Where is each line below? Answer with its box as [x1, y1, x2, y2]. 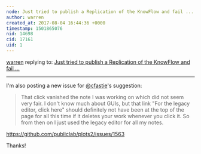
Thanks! [6, 141, 26, 149]
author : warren [6, 14, 44, 20]
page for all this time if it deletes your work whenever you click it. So [20, 112, 190, 119]
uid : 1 [6, 42, 23, 48]
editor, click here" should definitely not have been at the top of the [20, 106, 184, 113]
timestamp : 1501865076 [6, 25, 63, 32]
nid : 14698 [6, 31, 33, 37]
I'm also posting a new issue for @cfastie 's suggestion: [6, 82, 142, 89]
